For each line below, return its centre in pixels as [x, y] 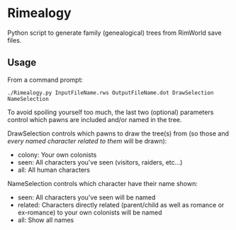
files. [15, 40]
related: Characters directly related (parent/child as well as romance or [121, 204]
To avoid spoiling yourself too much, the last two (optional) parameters [111, 112]
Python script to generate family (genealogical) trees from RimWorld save [114, 33]
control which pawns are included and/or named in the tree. [95, 119]
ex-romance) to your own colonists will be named [90, 212]
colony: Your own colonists [57, 155]
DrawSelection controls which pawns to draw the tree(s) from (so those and [118, 133]
